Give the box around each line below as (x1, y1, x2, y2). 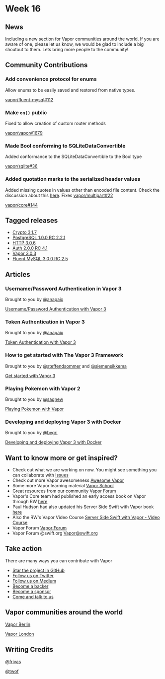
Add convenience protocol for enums (5, 75, 97, 82)
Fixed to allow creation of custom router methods (5, 120, 106, 126)
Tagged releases (5, 216, 58, 225)
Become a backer (12, 583, 49, 589)
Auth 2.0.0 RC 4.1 (12, 245, 48, 251)
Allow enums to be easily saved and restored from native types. (5, 87, 136, 93)
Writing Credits (5, 645, 54, 654)
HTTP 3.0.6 (12, 240, 36, 246)
